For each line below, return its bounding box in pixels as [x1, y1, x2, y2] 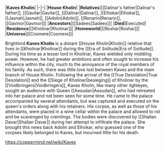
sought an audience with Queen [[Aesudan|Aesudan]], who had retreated [5, 88, 155, 93]
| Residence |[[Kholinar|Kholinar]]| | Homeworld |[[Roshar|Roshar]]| [5, 26, 140, 32]
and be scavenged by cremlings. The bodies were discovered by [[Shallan [5, 114, 157, 119]
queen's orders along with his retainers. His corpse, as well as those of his [5, 104, 157, 109]
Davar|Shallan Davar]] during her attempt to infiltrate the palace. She [5, 119, 146, 125]
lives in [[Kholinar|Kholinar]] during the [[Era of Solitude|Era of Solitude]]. [5, 46, 155, 51]
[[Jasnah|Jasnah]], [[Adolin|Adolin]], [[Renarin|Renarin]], [5, 15, 121, 21]
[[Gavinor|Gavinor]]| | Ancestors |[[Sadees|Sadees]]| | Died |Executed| [5, 20, 146, 26]
